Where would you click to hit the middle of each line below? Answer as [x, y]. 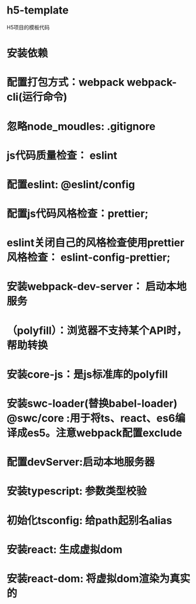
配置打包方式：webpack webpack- [92, 82]
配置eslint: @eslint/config [71, 185]
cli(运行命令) [37, 97]
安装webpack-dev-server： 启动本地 [97, 287]
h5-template [38, 10]
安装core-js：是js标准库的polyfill [87, 374]
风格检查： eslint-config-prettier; [89, 258]
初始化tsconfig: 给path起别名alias [89, 520]
